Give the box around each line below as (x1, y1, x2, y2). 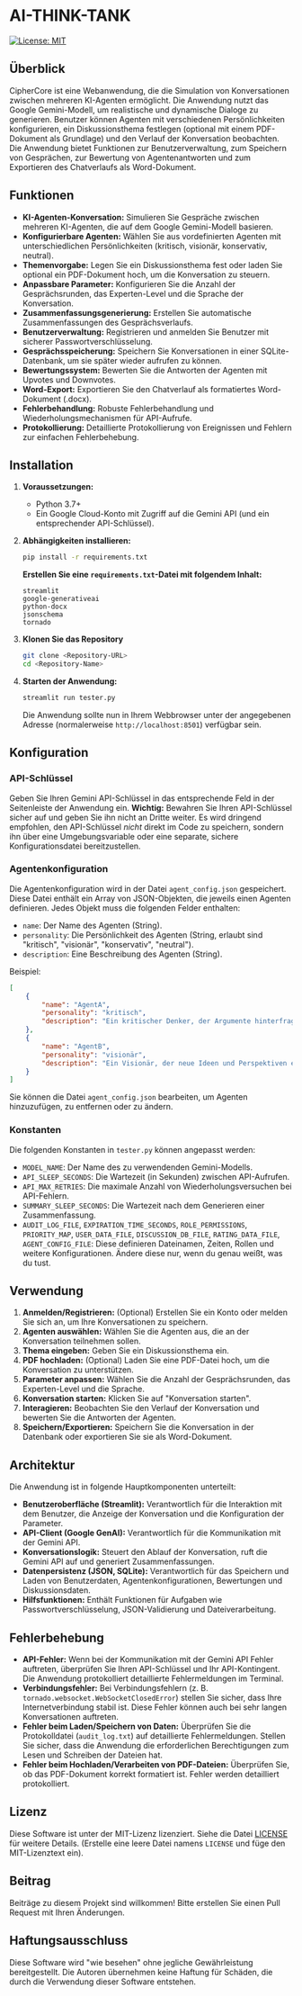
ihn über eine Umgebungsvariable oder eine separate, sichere (9, 831, 239, 841)
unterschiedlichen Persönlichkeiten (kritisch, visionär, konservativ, (22, 240, 268, 251)
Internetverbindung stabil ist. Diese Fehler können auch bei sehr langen (22, 1702, 288, 1713)
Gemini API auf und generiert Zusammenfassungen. (22, 1556, 215, 1567)
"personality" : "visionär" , (41, 1050, 147, 1059)
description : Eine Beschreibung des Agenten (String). (22, 949, 223, 959)
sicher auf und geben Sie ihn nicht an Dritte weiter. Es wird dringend (9, 812, 262, 823)
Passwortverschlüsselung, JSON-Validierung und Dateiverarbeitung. (22, 1604, 277, 1615)
